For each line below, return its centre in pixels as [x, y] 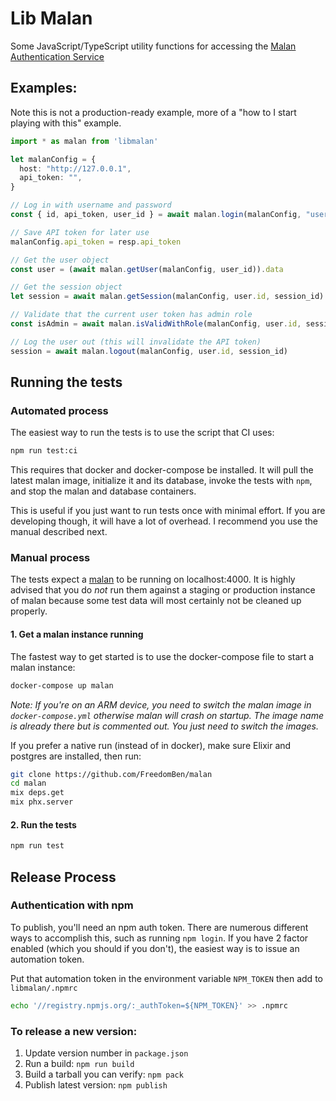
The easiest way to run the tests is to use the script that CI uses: [142, 433]
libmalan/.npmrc [44, 988]
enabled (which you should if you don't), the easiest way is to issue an [155, 948]
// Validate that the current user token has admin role [131, 315]
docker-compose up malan [62, 685]
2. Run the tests [43, 824]
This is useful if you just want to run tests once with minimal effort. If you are [168, 511]
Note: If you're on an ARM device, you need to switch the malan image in [161, 704]
